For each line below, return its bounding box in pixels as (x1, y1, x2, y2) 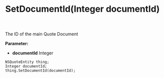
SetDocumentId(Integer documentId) (5, 3, 160, 15)
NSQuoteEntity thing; (5, 60, 50, 65)
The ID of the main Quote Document (5, 31, 79, 37)
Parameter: (5, 41, 28, 47)
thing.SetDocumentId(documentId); (5, 68, 76, 73)
